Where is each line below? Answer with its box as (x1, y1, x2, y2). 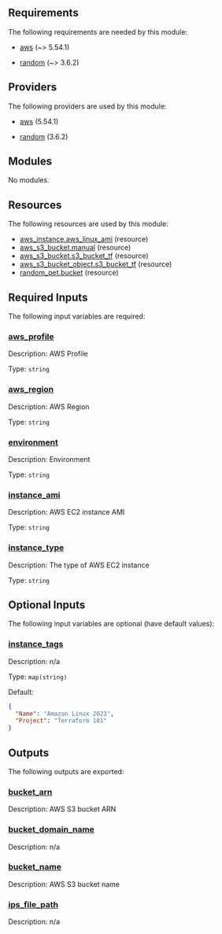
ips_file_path (8, 899, 59, 910)
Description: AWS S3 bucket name (8, 879, 120, 888)
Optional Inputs (8, 598, 86, 611)
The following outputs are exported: (8, 766, 124, 776)
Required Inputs (8, 290, 88, 304)
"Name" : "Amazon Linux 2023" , (15, 710, 114, 718)
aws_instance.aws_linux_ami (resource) (19, 234, 149, 244)
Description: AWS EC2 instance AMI (8, 508, 125, 517)
